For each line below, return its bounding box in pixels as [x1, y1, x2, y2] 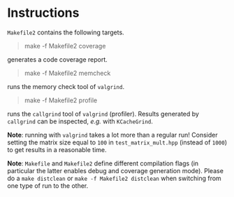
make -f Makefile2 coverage [24, 41, 106, 50]
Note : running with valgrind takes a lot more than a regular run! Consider [7, 130, 218, 139]
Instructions [7, 5, 80, 21]
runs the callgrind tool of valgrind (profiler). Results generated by [7, 109, 199, 118]
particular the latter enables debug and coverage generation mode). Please [7, 166, 224, 175]
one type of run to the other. [7, 181, 89, 190]
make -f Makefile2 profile [24, 96, 98, 104]
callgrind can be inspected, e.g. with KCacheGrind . [7, 117, 154, 125]
